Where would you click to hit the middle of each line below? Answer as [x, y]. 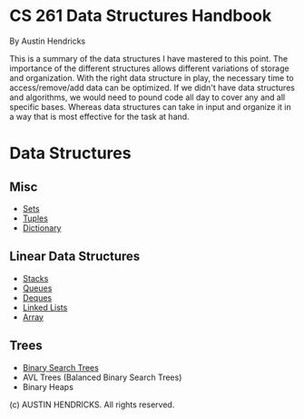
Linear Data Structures [75, 257]
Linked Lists [45, 307]
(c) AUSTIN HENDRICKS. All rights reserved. [92, 404]
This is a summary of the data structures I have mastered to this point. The [149, 58]
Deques [37, 297]
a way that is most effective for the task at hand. [99, 116]
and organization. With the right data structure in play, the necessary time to [152, 77]
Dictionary [42, 227]
